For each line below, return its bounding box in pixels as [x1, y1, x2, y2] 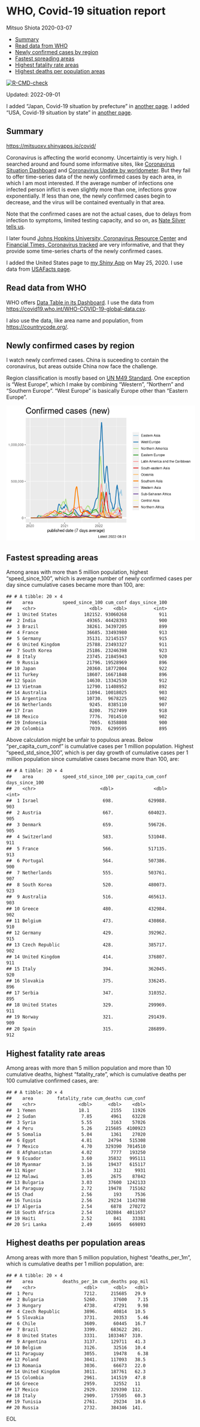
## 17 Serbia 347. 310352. [6, 990, 168, 996]
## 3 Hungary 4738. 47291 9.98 [6, 1302, 149, 1309]
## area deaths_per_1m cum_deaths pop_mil [6, 1278, 149, 1285]
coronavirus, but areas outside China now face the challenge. [6, 363, 158, 370]
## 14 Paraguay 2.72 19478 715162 [6, 1186, 146, 1192]
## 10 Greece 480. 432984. [6, 906, 168, 912]
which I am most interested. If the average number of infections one [6, 179, 174, 187]
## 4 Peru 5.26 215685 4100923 [6, 1126, 146, 1132]
